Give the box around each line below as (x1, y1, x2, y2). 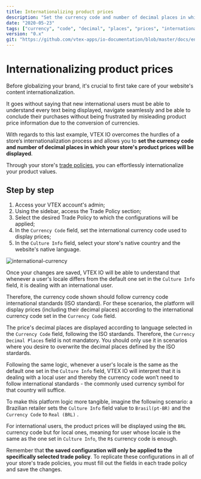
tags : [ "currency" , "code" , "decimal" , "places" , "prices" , (6, 25, 160, 32)
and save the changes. (6, 465, 62, 473)
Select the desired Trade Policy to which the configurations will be (14, 214, 178, 221)
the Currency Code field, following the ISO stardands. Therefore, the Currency (6, 330, 195, 337)
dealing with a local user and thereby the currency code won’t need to (6, 374, 179, 381)
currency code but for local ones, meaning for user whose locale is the (6, 429, 181, 436)
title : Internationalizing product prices (6, 8, 114, 15)
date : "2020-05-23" (6, 20, 55, 26)
